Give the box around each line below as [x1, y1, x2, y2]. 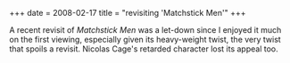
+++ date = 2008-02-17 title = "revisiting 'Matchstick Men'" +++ [9, 8, 246, 18]
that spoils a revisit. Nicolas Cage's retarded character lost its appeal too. [9, 43, 278, 54]
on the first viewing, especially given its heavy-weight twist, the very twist [9, 35, 281, 44]
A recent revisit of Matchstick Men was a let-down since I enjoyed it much [9, 25, 282, 35]
